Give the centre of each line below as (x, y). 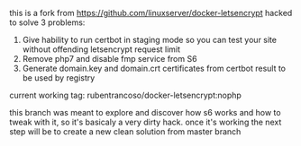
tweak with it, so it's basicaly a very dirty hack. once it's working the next (146, 122)
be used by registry (59, 78)
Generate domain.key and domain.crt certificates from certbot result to (154, 68)
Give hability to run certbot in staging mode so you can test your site (150, 40)
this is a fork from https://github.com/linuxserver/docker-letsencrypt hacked (151, 13)
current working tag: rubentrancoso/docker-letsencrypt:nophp (125, 95)
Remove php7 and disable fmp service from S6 (109, 59)
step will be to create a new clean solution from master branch (125, 132)
